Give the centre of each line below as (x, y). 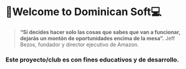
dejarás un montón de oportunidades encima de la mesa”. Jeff (97, 38)
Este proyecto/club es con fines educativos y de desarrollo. (92, 60)
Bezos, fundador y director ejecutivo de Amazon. (79, 44)
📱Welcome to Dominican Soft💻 (84, 12)
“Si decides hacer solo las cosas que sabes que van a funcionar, (100, 32)
